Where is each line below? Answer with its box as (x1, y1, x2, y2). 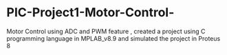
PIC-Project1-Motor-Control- (6, 5, 175, 20)
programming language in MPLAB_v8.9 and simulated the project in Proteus (6, 34, 221, 42)
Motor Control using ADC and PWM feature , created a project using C (6, 27, 206, 35)
